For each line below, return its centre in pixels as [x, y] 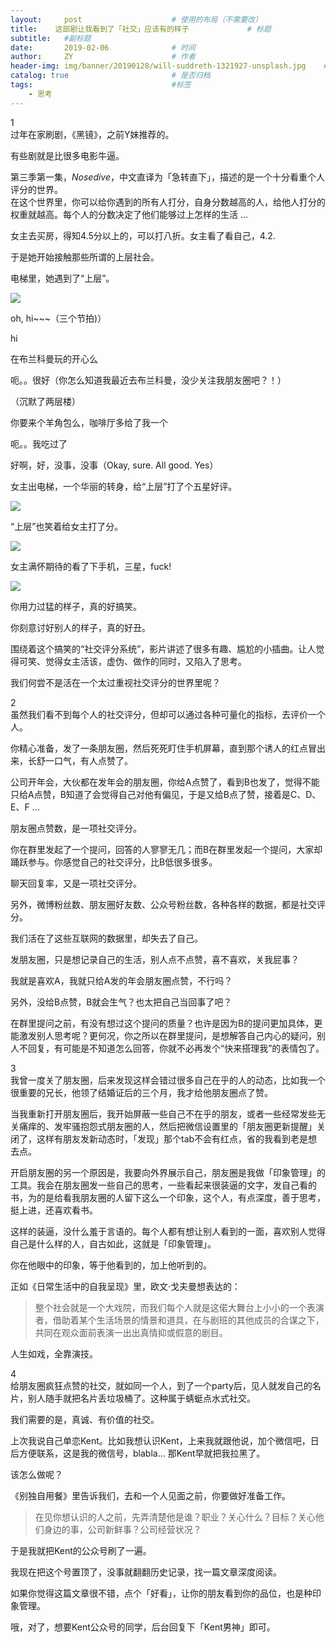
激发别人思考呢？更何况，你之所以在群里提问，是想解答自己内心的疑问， [167, 1035]
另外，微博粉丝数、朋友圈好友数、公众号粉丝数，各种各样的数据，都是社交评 [168, 904]
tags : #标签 [101, 85]
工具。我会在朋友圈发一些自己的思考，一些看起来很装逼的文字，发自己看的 [163, 1185]
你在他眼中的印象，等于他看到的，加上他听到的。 [111, 1265]
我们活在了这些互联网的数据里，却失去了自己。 [106, 938]
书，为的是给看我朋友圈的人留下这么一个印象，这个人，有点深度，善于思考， [168, 1197]
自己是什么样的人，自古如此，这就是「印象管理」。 [113, 1243]
